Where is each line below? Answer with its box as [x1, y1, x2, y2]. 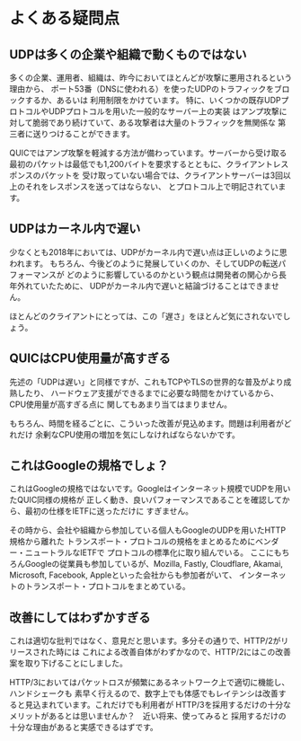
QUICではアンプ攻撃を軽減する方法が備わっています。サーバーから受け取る [9, 147, 288, 158]
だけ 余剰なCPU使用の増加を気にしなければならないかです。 [16, 428, 241, 440]
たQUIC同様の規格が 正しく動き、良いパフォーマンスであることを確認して [9, 495, 283, 506]
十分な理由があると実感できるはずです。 [9, 722, 159, 733]
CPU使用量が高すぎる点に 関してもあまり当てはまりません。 [9, 399, 232, 410]
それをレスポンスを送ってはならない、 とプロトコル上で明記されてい [24, 181, 279, 191]
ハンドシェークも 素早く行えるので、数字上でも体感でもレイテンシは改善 [9, 688, 279, 699]
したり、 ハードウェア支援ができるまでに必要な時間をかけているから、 [16, 387, 279, 398]
